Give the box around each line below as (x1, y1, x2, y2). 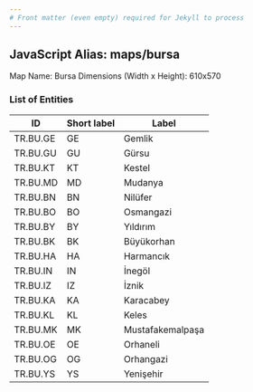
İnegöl (123, 264, 151, 277)
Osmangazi (123, 206, 173, 218)
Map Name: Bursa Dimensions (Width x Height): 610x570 (9, 71, 221, 81)
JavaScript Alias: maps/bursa (9, 47, 181, 62)
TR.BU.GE (14, 132, 56, 145)
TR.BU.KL (14, 309, 55, 321)
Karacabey (123, 293, 170, 306)
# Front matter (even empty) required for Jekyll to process (9, 13, 245, 23)
